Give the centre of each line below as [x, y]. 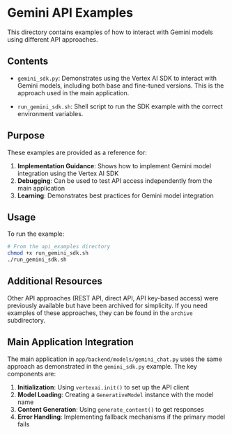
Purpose [26, 136]
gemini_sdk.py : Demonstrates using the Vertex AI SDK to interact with [117, 78]
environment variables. [50, 113]
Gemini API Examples [70, 13]
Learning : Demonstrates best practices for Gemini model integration [115, 195]
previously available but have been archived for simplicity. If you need [107, 305]
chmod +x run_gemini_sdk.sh [48, 253]
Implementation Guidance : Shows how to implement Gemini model [114, 166]
